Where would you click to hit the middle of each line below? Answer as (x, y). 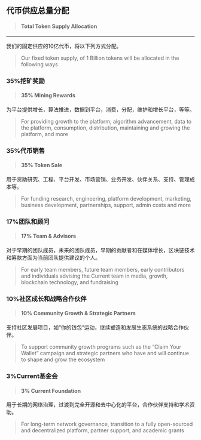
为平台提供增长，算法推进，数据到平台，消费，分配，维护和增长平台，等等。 (100, 109)
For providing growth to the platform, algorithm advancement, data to (106, 121)
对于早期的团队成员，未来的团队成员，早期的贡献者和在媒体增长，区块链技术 (100, 250)
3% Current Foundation (51, 390)
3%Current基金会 (32, 376)
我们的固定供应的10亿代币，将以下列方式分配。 (64, 46)
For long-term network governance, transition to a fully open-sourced (107, 424)
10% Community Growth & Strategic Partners (78, 313)
